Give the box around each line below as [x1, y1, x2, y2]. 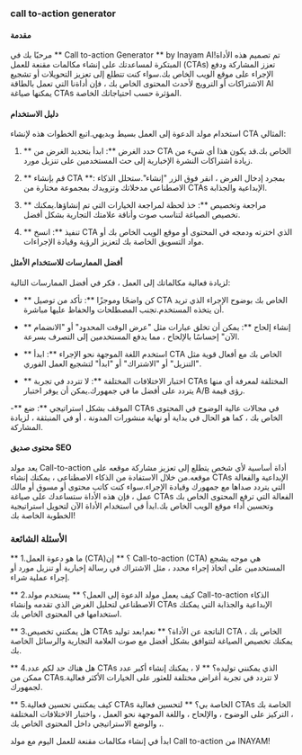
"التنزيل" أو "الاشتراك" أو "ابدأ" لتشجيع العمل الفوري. [22, 358, 202, 369]
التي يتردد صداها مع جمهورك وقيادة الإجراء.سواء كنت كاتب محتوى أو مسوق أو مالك [10, 481, 286, 492]
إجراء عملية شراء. [10, 572, 70, 583]
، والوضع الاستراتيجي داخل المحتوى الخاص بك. [10, 718, 164, 729]
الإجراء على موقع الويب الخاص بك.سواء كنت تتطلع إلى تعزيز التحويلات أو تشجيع [10, 68, 274, 79]
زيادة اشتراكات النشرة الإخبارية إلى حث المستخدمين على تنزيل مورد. [22, 156, 253, 166]
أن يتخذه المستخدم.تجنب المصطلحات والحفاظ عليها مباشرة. [22, 304, 225, 315]
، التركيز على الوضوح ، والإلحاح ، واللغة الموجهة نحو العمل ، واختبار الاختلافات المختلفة [10, 709, 294, 720]
